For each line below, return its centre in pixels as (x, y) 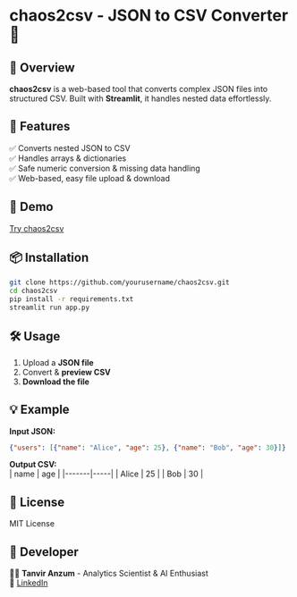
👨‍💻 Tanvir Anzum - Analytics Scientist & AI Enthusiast (109, 574)
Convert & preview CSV (67, 372)
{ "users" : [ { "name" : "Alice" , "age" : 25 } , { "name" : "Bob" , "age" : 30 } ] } (148, 448)
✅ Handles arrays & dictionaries (68, 158)
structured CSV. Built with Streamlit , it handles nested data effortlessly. (140, 98)
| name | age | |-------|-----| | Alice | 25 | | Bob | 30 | (106, 474)
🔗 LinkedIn (29, 583)
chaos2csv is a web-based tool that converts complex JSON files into (139, 89)
